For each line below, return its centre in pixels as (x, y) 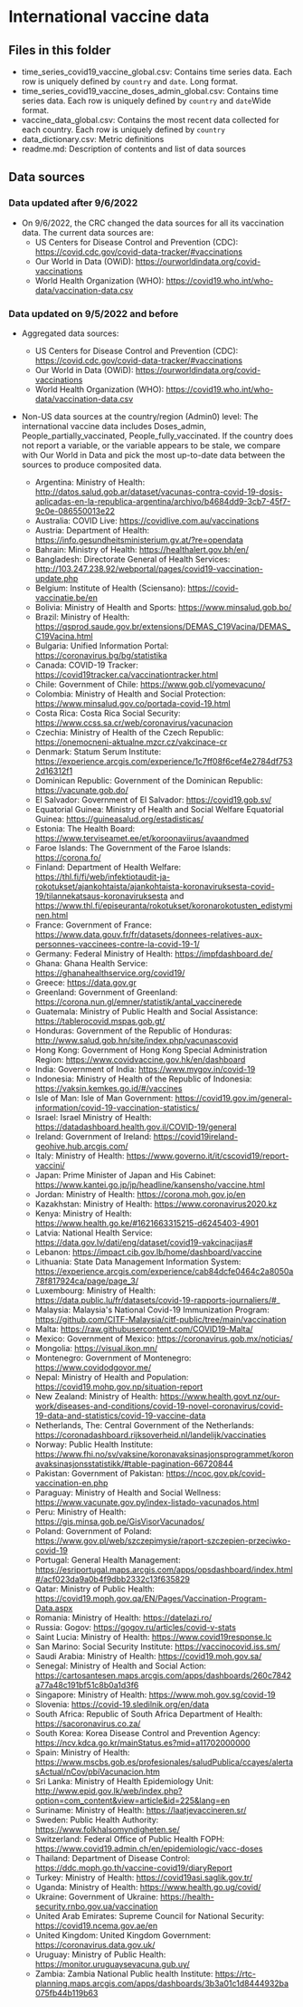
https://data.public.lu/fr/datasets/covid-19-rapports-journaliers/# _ (158, 1300)
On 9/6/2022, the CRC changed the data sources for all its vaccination (152, 223)
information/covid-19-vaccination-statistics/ (117, 1108)
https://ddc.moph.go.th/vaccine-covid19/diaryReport (133, 1868)
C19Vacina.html (64, 636)
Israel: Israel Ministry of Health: (93, 1117)
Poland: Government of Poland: (94, 1531)
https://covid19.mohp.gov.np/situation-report (119, 1387)
